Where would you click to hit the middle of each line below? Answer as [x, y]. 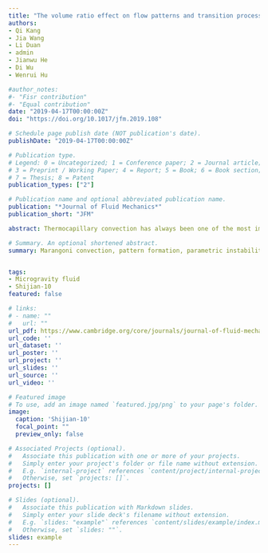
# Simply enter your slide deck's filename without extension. [119, 515]
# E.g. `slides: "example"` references [78, 522]
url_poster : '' [33, 353]
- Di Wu [21, 68]
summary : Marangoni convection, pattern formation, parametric [116, 251]
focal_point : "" [42, 427]
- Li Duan [25, 45]
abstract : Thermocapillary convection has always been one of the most [130, 228]
